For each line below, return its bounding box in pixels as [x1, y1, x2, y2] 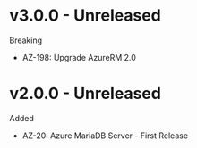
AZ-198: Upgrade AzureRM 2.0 [21, 52, 137, 62]
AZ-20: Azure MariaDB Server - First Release [21, 130, 189, 141]
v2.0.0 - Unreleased [9, 84, 161, 103]
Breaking [9, 35, 43, 45]
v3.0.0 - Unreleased [9, 5, 161, 26]
